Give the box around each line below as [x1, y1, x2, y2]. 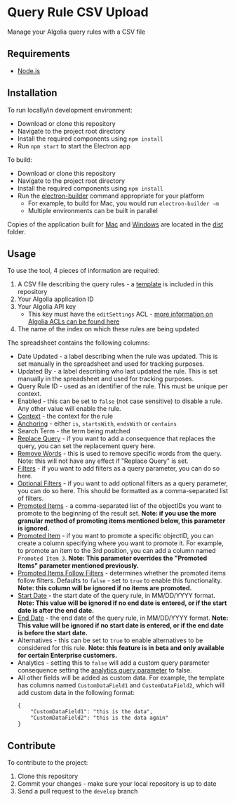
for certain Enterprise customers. [17, 651, 118, 660]
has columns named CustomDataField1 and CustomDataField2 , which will [17, 681, 224, 689]
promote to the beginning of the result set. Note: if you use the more [17, 509, 217, 518]
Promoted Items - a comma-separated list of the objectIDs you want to [17, 502, 222, 510]
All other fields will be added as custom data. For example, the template [17, 673, 224, 682]
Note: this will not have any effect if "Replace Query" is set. [17, 457, 189, 465]
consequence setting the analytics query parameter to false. [17, 666, 192, 675]
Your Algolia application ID [17, 295, 94, 303]
